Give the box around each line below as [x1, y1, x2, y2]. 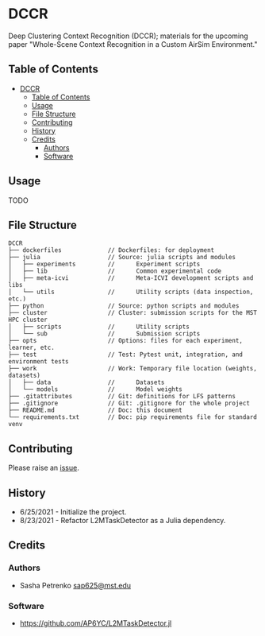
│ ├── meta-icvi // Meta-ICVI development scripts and [8, 274, 254, 282]
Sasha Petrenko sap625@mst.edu [19, 580, 132, 590]
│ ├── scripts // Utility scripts [8, 323, 190, 331]
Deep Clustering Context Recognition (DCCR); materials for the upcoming [8, 31, 248, 41]
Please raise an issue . [8, 463, 79, 473]
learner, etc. [8, 343, 56, 352]
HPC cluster [8, 316, 48, 324]
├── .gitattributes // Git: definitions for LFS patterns [8, 393, 236, 401]
